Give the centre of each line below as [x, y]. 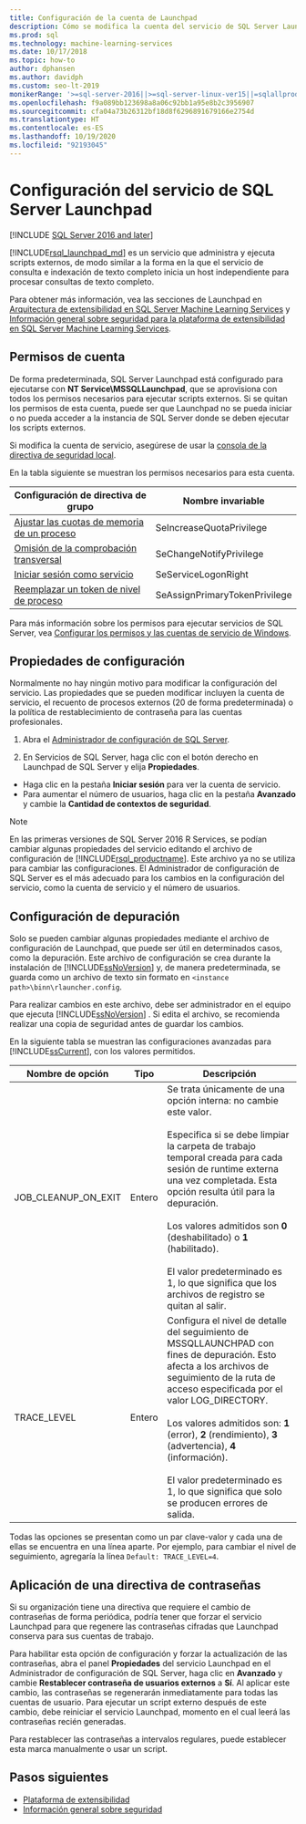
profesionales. [36, 722]
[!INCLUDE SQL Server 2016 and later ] [82, 234]
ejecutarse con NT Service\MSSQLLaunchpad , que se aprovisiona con [143, 389]
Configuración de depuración [95, 916]
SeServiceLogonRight [202, 574]
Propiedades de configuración [97, 661]
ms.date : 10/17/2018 [49, 52]
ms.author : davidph [46, 78]
